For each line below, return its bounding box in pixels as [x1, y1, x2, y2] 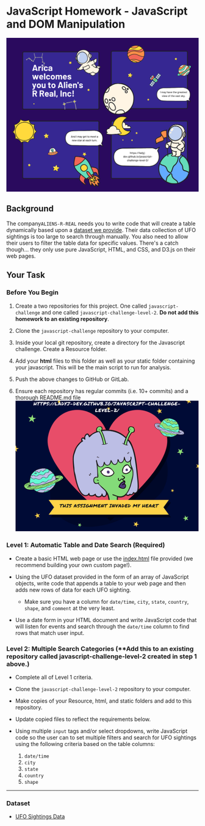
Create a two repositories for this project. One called [15, 302, 148, 310]
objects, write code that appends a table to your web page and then [15, 579, 186, 587]
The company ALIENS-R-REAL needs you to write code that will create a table [6, 220, 196, 227]
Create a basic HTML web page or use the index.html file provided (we [15, 554, 193, 562]
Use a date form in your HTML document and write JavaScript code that [15, 616, 197, 623]
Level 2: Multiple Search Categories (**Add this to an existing [6, 644, 194, 653]
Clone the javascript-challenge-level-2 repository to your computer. [15, 685, 191, 692]
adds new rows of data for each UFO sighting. [15, 586, 131, 593]
